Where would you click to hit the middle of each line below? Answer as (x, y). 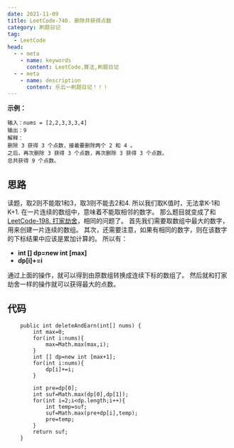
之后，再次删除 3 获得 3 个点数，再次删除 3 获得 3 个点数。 (87, 153)
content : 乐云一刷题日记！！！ (67, 87)
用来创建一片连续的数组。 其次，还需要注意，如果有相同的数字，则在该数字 (117, 230)
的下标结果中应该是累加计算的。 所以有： (68, 239)
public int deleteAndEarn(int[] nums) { (81, 325)
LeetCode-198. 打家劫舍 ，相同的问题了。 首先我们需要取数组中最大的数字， (118, 221)
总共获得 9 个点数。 (33, 161)
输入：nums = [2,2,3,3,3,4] (47, 123)
